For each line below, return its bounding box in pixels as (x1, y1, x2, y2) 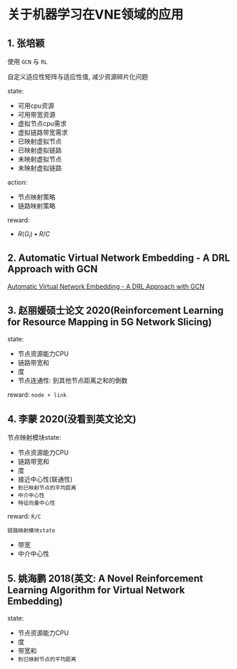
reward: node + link (7, 390, 67, 399)
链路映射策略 (17, 202, 56, 210)
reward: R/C (7, 512, 41, 521)
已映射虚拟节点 (17, 137, 62, 145)
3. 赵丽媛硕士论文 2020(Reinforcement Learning (7, 304, 224, 316)
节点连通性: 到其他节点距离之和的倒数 (17, 376, 128, 385)
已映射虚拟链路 (17, 146, 62, 154)
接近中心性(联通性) (17, 475, 73, 484)
